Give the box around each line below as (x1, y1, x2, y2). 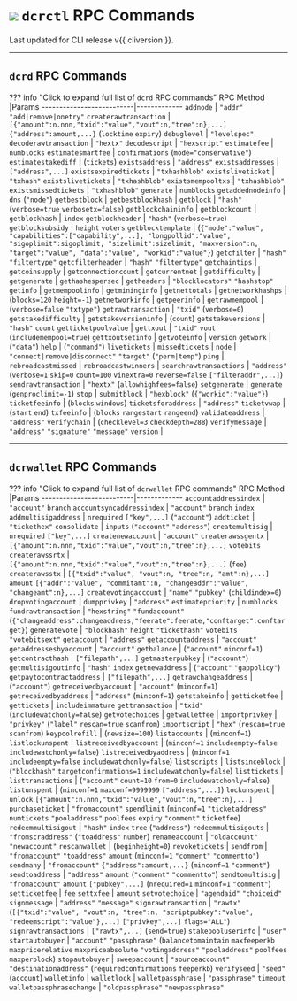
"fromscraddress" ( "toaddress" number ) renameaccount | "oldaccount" (9, 831, 258, 842)
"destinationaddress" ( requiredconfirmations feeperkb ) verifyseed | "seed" (9, 962, 286, 974)
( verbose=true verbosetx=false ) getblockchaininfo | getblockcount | (9, 203, 257, 213)
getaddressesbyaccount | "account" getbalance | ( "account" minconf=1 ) (9, 643, 263, 653)
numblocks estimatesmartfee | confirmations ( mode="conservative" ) (9, 147, 252, 158)
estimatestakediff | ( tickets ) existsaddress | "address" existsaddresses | (9, 156, 280, 166)
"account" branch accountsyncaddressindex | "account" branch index (9, 502, 255, 512)
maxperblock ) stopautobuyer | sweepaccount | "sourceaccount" (9, 953, 231, 964)
